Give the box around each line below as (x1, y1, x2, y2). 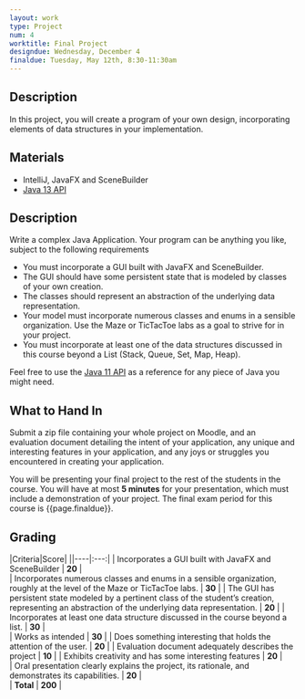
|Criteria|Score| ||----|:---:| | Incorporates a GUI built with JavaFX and (9, 554, 271, 565)
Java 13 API (22, 183, 66, 194)
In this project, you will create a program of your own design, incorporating (9, 113, 290, 124)
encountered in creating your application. (9, 456, 165, 467)
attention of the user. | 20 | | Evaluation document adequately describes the (9, 641, 294, 652)
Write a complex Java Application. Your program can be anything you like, (9, 235, 287, 245)
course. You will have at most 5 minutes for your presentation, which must (9, 484, 290, 495)
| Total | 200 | (9, 680, 62, 691)
